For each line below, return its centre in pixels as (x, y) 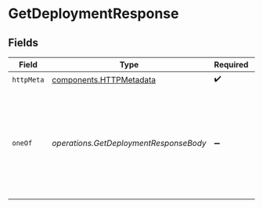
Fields (23, 43)
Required (231, 65)
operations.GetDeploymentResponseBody (129, 143)
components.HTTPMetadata (104, 79)
